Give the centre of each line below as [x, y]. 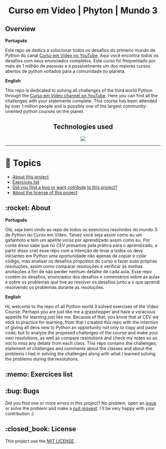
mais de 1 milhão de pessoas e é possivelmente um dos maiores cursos [78, 66]
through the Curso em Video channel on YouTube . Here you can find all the [82, 96]
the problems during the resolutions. [42, 359]
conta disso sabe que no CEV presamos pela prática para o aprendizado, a [81, 245]
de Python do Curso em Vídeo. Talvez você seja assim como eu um [74, 235]
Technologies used [83, 127]
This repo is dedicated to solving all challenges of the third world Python [79, 90]
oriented [14, 111]
